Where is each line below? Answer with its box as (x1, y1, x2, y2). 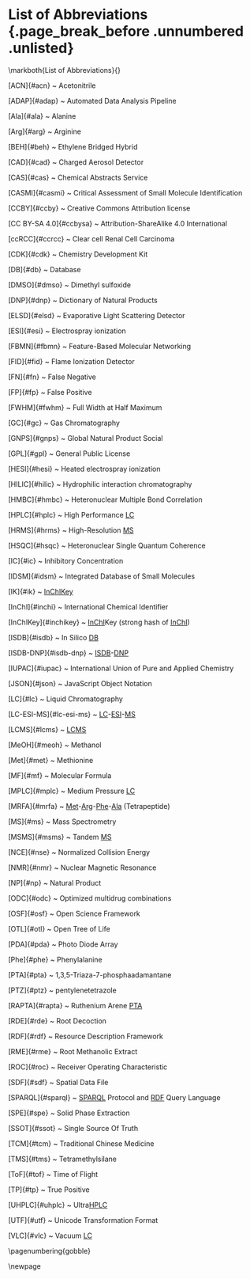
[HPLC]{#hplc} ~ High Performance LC (8, 510, 135, 519)
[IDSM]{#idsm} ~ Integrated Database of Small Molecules (8, 571, 196, 581)
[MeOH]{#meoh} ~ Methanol (8, 740, 102, 750)
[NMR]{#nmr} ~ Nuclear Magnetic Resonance (8, 863, 157, 872)
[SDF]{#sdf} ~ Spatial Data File (8, 1077, 109, 1087)
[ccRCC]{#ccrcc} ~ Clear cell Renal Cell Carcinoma (8, 233, 175, 243)
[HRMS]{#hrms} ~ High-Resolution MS (8, 525, 134, 535)
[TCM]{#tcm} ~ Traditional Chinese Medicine (8, 1138, 155, 1148)
